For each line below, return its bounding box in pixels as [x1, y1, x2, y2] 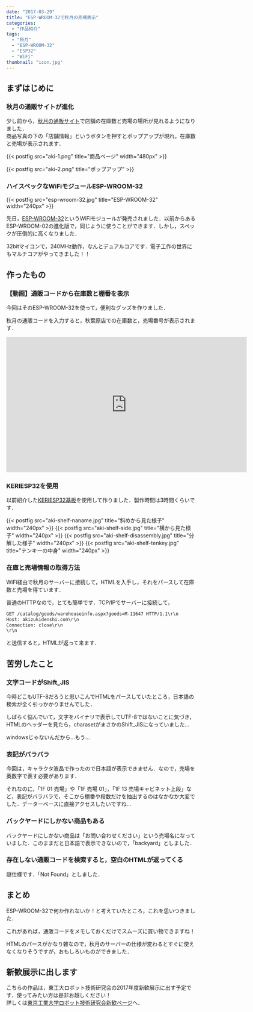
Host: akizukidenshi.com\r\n [6, 616, 79, 622]
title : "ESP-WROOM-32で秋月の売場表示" [6, 14, 99, 20]
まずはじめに [6, 83, 54, 93]
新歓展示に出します [6, 967, 78, 978]
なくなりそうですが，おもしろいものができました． [6, 948, 133, 955]
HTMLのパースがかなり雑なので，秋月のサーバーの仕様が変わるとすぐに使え [6, 940, 195, 948]
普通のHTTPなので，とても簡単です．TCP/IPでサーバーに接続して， [6, 599, 173, 606]
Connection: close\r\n [6, 622, 63, 628]
